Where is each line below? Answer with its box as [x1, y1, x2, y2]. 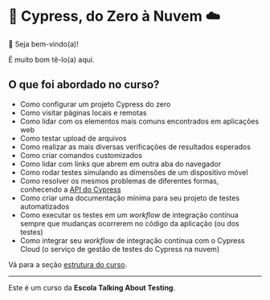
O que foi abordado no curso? [8, 78, 160, 91]
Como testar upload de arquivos [19, 133, 127, 143]
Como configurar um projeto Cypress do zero [19, 99, 171, 109]
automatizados [19, 201, 70, 211]
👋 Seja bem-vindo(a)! [8, 39, 79, 49]
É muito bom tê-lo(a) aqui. [8, 55, 95, 64]
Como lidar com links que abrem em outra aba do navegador [19, 159, 222, 168]
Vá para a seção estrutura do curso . [8, 259, 127, 270]
